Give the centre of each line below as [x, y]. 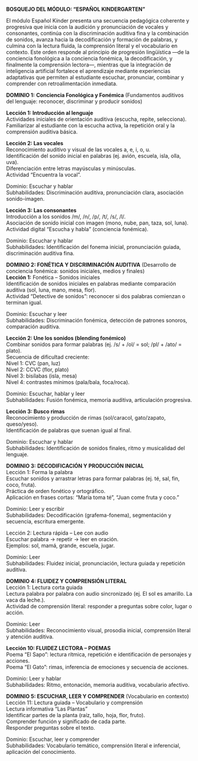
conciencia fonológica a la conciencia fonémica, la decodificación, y [89, 58]
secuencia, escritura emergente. [46, 521]
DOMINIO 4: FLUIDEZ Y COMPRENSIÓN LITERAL [66, 581]
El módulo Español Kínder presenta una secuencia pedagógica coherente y [98, 20]
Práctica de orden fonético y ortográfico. [56, 491]
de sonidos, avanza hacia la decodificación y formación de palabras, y [92, 39]
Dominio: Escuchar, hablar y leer [46, 394]
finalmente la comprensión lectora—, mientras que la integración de [89, 65]
